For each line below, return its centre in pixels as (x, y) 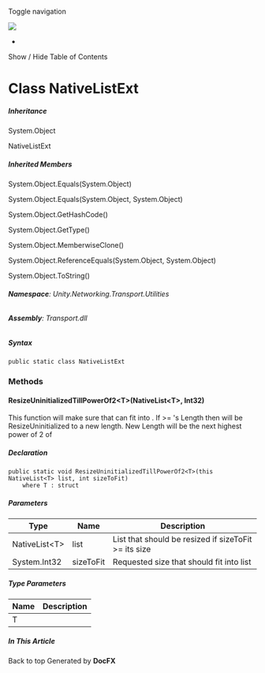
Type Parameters (37, 583)
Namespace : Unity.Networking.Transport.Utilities (89, 294)
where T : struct (51, 486)
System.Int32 (37, 562)
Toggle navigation (37, 11)
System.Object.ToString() (49, 276)
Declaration (28, 453)
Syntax (21, 342)
